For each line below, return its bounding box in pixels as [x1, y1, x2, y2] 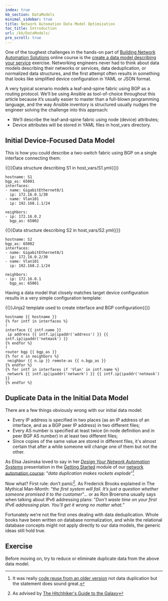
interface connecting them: [5, 155, 61, 161]
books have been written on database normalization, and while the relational [5, 517, 162, 523]
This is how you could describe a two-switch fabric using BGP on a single [5, 149, 157, 156]
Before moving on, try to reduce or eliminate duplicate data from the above [5, 555, 159, 561]
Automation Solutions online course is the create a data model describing [5, 54, 156, 60]
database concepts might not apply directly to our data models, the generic [5, 522, 161, 528]
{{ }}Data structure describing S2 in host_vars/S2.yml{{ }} [5, 227, 121, 233]
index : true [5, 7, 30, 13]
